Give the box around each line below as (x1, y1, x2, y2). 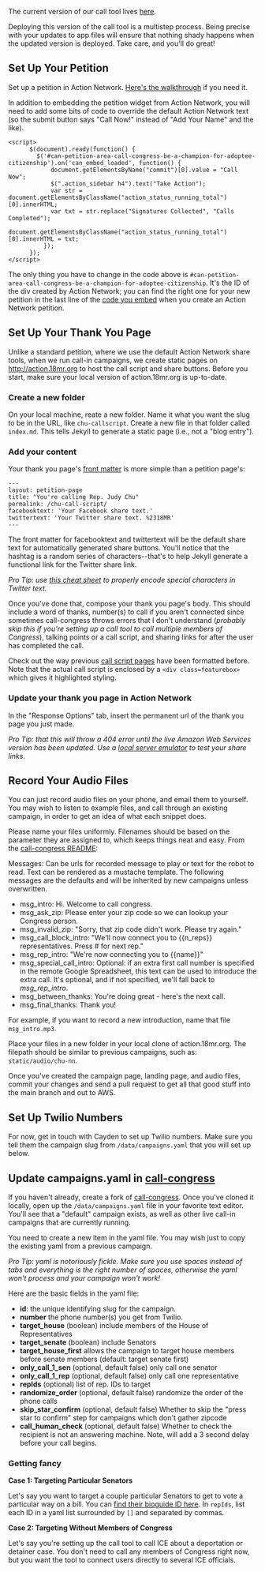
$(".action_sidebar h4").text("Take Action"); (50, 179, 207, 188)
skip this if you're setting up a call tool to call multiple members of (8, 624, 223, 634)
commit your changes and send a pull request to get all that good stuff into (8, 1079, 251, 1089)
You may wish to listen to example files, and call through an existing (8, 803, 228, 812)
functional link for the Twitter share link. (8, 560, 137, 569)
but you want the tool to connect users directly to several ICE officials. (8, 1555, 237, 1565)
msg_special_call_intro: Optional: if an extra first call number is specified (19, 959, 255, 968)
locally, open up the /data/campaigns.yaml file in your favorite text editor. (8, 1200, 244, 1210)
